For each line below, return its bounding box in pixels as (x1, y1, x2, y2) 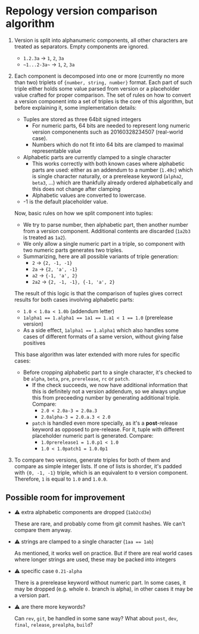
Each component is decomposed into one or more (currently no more (14, 72, 185, 79)
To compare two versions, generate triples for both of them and (14, 456, 170, 463)
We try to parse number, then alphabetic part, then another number (23, 221, 188, 228)
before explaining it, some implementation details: (14, 104, 137, 111)
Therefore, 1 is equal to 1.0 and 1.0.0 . (14, 475, 108, 483)
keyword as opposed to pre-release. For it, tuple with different (32, 425, 185, 433)
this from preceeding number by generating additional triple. (32, 394, 181, 401)
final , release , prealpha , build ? (14, 621, 93, 628)
